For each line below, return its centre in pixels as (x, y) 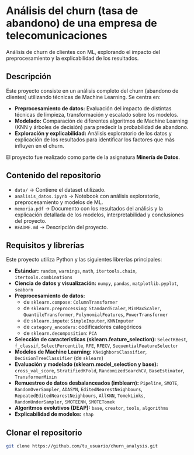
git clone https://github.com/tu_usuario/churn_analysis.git (82, 446)
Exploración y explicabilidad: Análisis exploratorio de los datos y (93, 133)
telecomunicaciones (57, 36)
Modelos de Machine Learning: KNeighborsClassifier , (81, 352)
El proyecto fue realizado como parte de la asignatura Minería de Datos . (93, 157)
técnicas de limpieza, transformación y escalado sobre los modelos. (96, 114)
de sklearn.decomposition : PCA (60, 333)
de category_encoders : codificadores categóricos (82, 327)
